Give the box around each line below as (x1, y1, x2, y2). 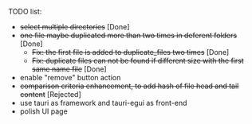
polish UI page (19, 107, 68, 116)
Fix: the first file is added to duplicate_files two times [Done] (31, 48, 230, 56)
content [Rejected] (19, 90, 81, 99)
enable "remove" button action (19, 73, 121, 82)
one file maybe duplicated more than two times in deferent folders (19, 31, 238, 40)
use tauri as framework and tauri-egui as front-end (19, 99, 187, 107)
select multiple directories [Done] (19, 22, 130, 31)
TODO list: (8, 7, 42, 16)
